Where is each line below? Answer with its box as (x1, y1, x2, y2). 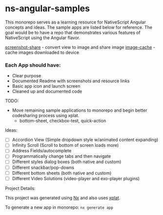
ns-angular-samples (5, 3, 90, 14)
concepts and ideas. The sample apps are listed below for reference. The (5, 24, 153, 30)
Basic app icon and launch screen (12, 83, 81, 89)
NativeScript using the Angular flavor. (5, 35, 81, 41)
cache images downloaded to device (5, 49, 80, 55)
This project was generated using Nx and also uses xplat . (5, 194, 121, 201)
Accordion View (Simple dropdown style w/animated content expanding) (12, 137, 159, 143)
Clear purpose (12, 73, 41, 79)
